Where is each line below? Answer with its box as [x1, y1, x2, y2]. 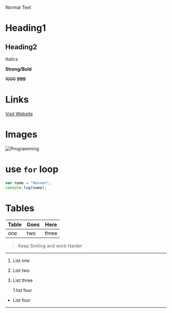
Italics [5, 56, 18, 62]
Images [5, 129, 37, 140]
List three [12, 277, 33, 283]
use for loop [5, 164, 59, 175]
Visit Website [5, 110, 33, 117]
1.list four [12, 287, 32, 293]
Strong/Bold [5, 66, 32, 72]
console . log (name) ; [5, 185, 47, 190]
